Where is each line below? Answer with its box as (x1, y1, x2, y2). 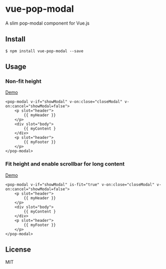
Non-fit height (5, 78, 42, 85)
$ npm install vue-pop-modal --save (5, 48, 84, 54)
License (5, 245, 31, 254)
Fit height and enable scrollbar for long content (5, 160, 125, 168)
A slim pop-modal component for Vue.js (5, 20, 90, 26)
